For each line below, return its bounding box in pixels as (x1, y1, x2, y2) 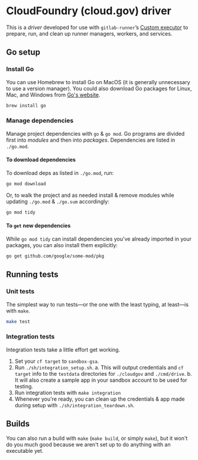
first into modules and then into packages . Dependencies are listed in (6, 136, 176, 143)
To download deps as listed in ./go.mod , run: (6, 170, 114, 176)
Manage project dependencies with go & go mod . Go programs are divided (6, 130, 185, 137)
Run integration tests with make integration (14, 389, 121, 396)
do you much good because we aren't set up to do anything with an (6, 440, 171, 448)
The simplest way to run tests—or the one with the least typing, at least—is (6, 301, 189, 308)
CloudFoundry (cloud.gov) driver (6, 4, 171, 18)
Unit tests (6, 287, 35, 296)
